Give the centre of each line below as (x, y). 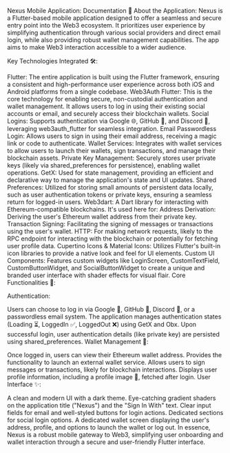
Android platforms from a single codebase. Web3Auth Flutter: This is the (110, 92)
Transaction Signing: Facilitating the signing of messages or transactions (110, 224)
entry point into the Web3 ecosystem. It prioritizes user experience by (106, 25)
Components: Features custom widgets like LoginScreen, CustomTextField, (114, 261)
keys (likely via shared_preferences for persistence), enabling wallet (104, 165)
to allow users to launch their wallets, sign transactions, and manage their (111, 151)
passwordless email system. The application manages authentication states (114, 316)
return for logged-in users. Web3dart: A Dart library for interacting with (108, 202)
